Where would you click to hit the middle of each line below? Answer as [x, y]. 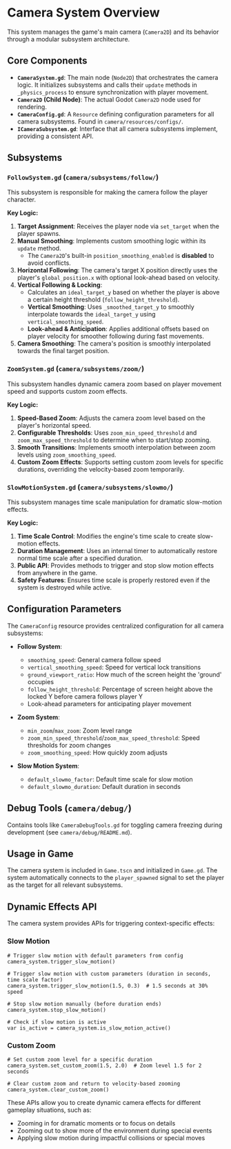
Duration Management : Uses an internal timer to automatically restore [117, 551]
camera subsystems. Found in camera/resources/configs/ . [100, 121]
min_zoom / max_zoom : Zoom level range [80, 730]
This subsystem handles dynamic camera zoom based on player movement [114, 383]
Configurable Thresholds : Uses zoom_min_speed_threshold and [107, 432]
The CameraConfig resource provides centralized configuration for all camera [115, 626]
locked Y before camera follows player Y [85, 696]
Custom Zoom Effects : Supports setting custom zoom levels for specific [120, 462]
